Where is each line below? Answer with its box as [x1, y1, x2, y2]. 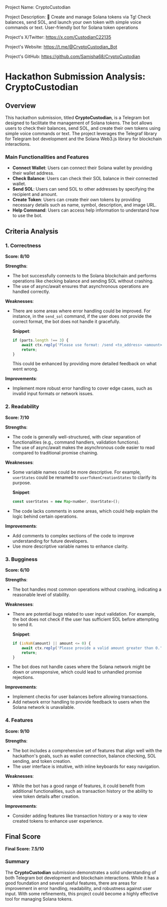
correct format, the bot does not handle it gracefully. [12, 318, 121, 324]
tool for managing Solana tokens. [5, 896, 73, 902]
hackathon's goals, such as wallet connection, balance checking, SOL [12, 753, 156, 759]
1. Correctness [5, 242, 41, 249]
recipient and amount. [12, 192, 58, 198]
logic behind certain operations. [12, 513, 78, 519]
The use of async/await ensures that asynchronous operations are [12, 283, 149, 289]
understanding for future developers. [12, 538, 89, 544]
